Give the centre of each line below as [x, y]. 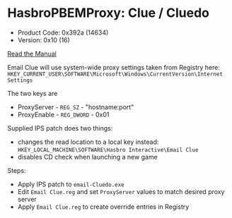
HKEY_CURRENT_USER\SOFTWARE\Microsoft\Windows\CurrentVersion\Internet [115, 74]
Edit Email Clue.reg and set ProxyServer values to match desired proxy [121, 191]
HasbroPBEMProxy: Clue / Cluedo [109, 13]
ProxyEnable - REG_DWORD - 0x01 [63, 114]
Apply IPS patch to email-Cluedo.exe [71, 184]
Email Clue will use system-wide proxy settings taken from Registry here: [114, 67]
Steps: [17, 170]
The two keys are [33, 93]
